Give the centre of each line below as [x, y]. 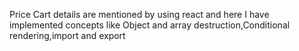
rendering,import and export [67, 35]
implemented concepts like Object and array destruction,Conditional [150, 25]
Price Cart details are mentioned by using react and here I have [139, 14]
